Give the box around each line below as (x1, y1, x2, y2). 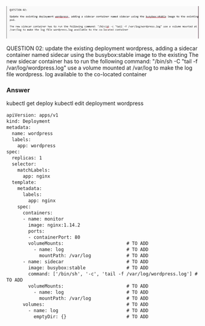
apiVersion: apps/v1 (6, 112, 59, 118)
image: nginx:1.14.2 (28, 222, 81, 228)
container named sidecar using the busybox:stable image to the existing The (6, 51, 199, 59)
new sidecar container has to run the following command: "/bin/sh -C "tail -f (6, 58, 198, 65)
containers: (22, 210, 53, 216)
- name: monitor (22, 216, 64, 222)
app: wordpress (17, 143, 56, 149)
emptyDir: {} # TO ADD (33, 314, 149, 320)
